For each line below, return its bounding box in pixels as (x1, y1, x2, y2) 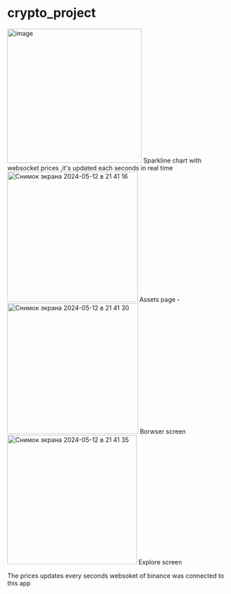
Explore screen (138, 557, 182, 566)
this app (7, 579, 31, 587)
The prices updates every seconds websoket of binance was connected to (7, 571, 224, 580)
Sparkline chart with (143, 156, 202, 165)
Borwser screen (139, 427, 187, 436)
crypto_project (7, 5, 96, 21)
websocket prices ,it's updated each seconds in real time (7, 163, 173, 172)
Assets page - (139, 295, 181, 303)
